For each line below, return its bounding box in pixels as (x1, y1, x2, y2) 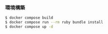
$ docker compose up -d (5, 24, 54, 29)
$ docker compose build (5, 15, 54, 20)
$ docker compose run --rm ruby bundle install (5, 20, 104, 25)
